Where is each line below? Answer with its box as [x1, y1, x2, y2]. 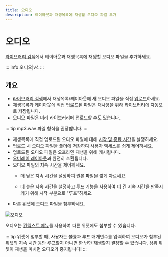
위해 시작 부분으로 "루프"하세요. [30, 190, 93, 196]
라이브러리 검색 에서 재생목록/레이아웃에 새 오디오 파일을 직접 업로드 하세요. [12, 96, 161, 102]
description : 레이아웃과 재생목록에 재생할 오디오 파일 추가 [5, 12, 116, 17]
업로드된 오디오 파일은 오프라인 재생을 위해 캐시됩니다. [12, 149, 121, 155]
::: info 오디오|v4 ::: [5, 64, 44, 71]
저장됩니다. [18, 108, 41, 114]
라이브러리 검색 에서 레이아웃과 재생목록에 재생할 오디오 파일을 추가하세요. [5, 54, 152, 60]
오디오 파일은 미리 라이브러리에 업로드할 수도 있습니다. [12, 114, 121, 121]
